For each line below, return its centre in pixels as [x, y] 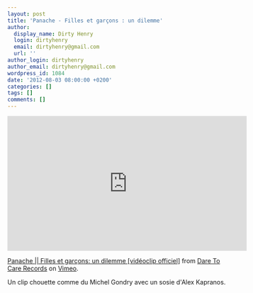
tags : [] [20, 93]
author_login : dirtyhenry [45, 60]
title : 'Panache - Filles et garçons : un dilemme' [85, 21]
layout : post [27, 14]
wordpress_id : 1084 [36, 73]
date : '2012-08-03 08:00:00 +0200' [60, 80]
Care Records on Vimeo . [43, 268]
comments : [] [27, 100]
